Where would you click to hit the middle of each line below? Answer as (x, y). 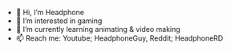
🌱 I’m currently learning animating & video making (98, 29)
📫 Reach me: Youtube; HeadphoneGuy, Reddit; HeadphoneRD (120, 38)
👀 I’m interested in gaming (59, 21)
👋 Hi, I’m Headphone (50, 12)
